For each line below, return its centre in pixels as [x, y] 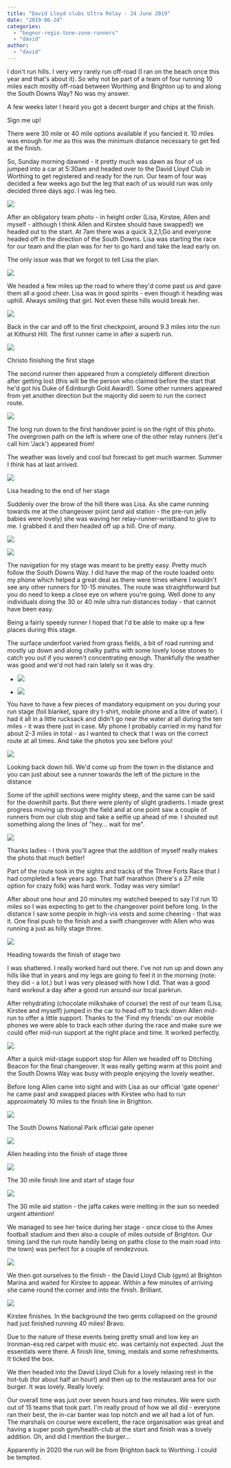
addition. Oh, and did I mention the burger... [69, 1436]
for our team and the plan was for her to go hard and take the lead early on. [114, 246]
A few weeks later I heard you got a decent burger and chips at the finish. [111, 107]
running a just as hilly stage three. [55, 928]
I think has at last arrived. [43, 464]
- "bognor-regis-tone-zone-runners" [66, 33]
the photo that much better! [46, 857]
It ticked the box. [31, 1359]
